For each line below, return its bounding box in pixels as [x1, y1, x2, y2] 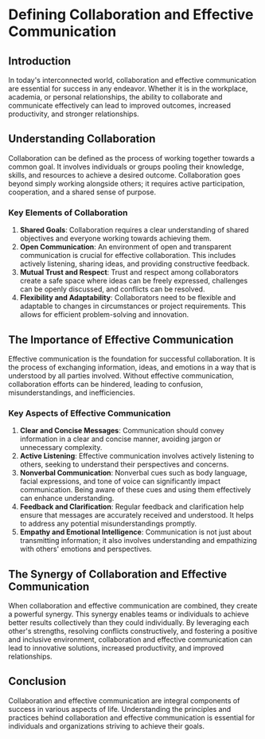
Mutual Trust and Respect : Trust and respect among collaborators [19, 268, 239, 277]
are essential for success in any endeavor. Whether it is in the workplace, [8, 84, 248, 93]
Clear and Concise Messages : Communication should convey [19, 426, 224, 436]
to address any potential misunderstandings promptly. [19, 519, 197, 529]
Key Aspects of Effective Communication [8, 408, 171, 419]
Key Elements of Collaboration [8, 207, 129, 218]
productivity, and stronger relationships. [8, 109, 139, 119]
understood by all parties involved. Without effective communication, [8, 370, 235, 380]
